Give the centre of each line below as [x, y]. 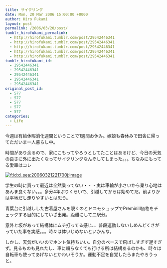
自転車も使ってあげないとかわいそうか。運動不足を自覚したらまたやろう [79, 254]
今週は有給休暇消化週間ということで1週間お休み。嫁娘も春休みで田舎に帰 [80, 135]
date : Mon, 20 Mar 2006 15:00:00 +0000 [47, 14]
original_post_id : [24, 88]
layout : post [19, 24]
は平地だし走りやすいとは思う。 [38, 198]
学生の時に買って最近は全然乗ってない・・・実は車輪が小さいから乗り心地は [83, 185]
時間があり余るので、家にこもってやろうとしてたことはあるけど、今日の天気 [83, 152]
